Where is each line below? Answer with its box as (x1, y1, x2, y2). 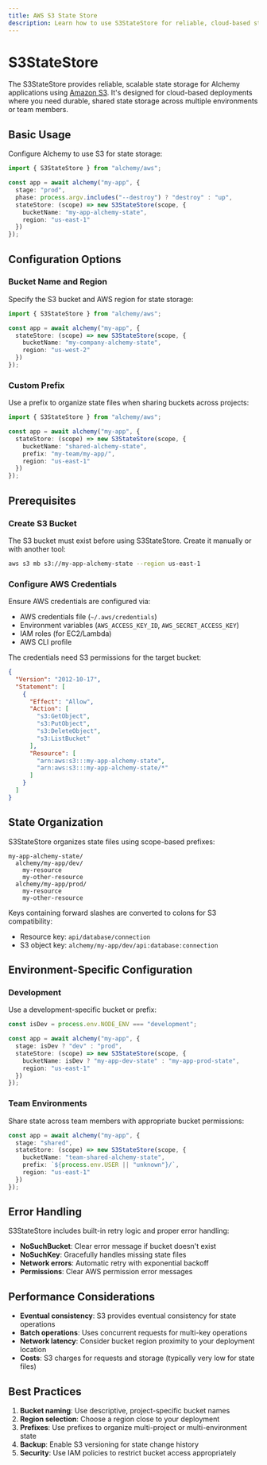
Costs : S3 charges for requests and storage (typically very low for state (19, 1353, 255, 1363)
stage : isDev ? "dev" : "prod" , (15, 1042, 123, 1050)
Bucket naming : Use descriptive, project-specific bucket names (19, 1406, 230, 1416)
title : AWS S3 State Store (8, 11, 98, 20)
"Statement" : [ (15, 683, 66, 691)
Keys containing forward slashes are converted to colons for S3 (8, 908, 217, 917)
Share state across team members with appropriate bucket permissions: (8, 1116, 245, 1126)
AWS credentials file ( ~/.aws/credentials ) (19, 612, 157, 622)
